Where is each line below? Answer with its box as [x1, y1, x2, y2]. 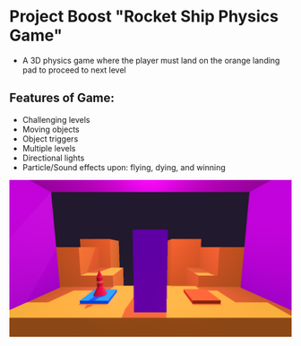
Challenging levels [21, 114, 90, 125]
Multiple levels [21, 143, 76, 153]
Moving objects [21, 124, 80, 134]
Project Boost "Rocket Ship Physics [9, 6, 279, 27]
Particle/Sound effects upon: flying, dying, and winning [21, 161, 226, 172]
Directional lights [21, 152, 85, 163]
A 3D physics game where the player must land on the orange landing [21, 55, 280, 65]
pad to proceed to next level [21, 65, 127, 75]
